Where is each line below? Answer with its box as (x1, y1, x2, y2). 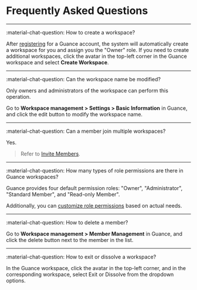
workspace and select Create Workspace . (6, 58, 110, 65)
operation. (6, 93, 31, 100)
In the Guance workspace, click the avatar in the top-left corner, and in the (6, 264, 186, 271)
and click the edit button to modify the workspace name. (6, 111, 142, 118)
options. (6, 277, 26, 284)
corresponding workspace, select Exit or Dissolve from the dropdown (6, 271, 174, 278)
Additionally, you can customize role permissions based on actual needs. (6, 202, 182, 209)
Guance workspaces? (6, 173, 59, 180)
